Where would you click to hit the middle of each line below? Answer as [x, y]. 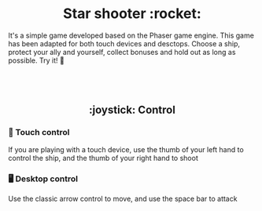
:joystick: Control [132, 110]
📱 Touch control [39, 133]
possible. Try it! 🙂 [36, 60]
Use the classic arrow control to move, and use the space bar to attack [123, 198]
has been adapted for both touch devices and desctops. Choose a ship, [124, 43]
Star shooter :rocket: [132, 14]
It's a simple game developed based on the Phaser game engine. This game [131, 35]
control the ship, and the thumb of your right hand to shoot [103, 158]
